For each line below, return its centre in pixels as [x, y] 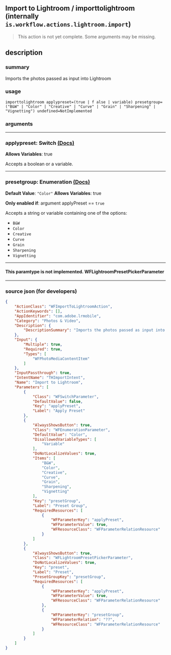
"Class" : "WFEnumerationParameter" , [71, 430]
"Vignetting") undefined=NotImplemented [49, 111]
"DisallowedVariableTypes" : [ [64, 439]
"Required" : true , [43, 349]
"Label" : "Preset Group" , [60, 506]
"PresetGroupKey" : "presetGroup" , [69, 577]
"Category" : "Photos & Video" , [48, 321]
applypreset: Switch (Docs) [40, 143]
